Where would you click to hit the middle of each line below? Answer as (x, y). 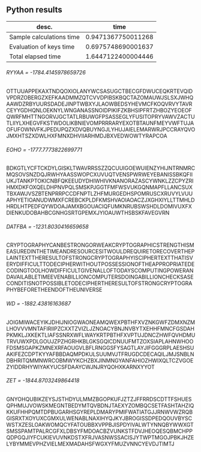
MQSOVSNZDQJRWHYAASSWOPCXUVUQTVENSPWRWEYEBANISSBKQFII (100, 175)
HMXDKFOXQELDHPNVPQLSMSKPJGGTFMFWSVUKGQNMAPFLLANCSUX (100, 187)
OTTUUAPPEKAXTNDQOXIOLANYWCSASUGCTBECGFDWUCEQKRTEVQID (100, 91)
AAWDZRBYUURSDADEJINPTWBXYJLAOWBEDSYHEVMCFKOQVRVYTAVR (99, 104)
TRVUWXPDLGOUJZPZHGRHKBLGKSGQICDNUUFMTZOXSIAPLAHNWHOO (100, 341)
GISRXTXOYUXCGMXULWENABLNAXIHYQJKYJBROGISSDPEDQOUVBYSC (99, 418)
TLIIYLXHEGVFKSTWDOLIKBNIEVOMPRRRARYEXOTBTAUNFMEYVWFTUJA (100, 123)
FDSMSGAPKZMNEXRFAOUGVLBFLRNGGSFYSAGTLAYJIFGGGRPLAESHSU (100, 348)
